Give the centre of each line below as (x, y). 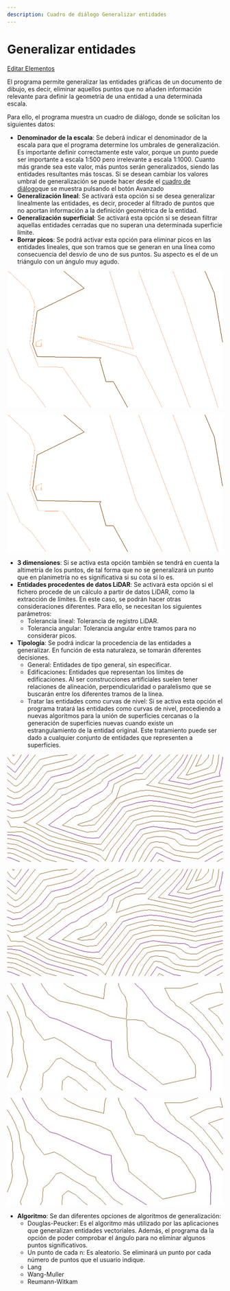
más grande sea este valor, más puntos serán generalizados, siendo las (118, 166)
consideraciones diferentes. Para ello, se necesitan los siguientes (109, 607)
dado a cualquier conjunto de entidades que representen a (110, 738)
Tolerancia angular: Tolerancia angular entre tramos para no (112, 629)
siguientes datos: (31, 124)
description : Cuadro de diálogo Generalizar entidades (87, 14)
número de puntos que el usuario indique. (86, 1259)
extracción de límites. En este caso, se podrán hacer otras (99, 599)
